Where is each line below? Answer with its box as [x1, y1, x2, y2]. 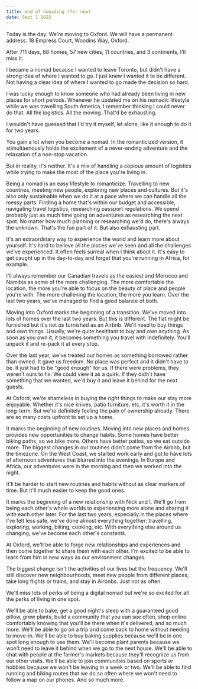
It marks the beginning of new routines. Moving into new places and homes [6, 424, 190, 432]
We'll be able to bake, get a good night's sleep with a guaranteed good [6, 607, 178, 614]
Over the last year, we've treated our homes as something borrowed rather [6, 352, 188, 359]
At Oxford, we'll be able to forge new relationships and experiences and [6, 541, 181, 548]
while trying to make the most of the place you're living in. [6, 168, 148, 175]
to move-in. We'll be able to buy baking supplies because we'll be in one [6, 632, 183, 639]
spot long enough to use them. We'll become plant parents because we [6, 638, 180, 645]
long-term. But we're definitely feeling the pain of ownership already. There [6, 407, 190, 414]
